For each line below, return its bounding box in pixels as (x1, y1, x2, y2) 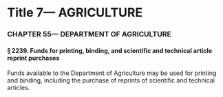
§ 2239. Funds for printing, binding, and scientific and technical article (7, 46, 212, 54)
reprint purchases (7, 54, 60, 62)
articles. (7, 84, 30, 92)
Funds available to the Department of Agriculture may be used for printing (7, 69, 217, 77)
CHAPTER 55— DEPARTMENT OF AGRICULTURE (7, 30, 172, 39)
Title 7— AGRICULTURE (7, 5, 143, 21)
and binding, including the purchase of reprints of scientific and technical (7, 76, 215, 85)
